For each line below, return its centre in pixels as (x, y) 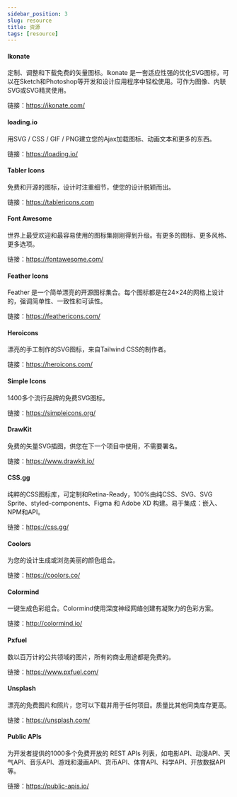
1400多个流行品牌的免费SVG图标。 (58, 397)
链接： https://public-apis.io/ (48, 786)
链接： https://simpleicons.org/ (52, 413)
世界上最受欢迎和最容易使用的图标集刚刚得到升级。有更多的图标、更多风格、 (119, 235)
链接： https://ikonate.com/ (46, 105)
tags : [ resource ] (33, 34)
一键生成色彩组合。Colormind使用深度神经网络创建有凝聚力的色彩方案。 (112, 608)
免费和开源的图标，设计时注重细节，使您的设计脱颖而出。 (91, 187)
